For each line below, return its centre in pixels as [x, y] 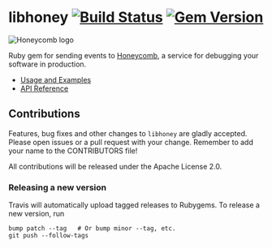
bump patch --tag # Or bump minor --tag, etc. [92, 229]
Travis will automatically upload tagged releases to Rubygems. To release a [134, 205]
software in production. [47, 64]
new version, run [37, 214]
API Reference [44, 88]
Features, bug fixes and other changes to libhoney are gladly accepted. [128, 133]
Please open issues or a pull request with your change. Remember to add [131, 142]
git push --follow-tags [49, 236]
